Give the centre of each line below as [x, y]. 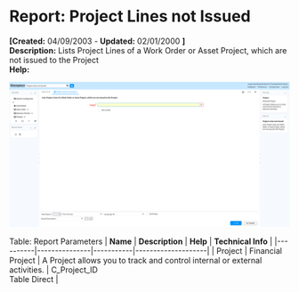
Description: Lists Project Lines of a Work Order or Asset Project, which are [148, 50]
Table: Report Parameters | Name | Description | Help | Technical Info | [141, 241]
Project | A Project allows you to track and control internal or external [136, 260]
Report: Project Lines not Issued [130, 16]
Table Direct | [34, 279]
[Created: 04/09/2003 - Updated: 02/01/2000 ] [97, 41]
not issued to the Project [54, 60]
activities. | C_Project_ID [53, 270]
